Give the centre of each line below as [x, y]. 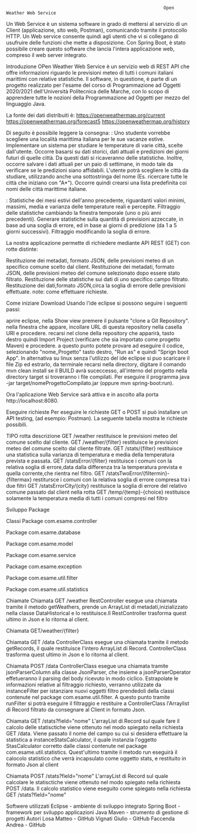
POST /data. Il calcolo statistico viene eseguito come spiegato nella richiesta [98, 788]
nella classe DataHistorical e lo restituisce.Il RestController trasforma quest [96, 613]
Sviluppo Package [28, 510]
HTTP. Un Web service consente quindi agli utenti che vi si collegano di [92, 36]
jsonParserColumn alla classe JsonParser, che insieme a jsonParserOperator [98, 672]
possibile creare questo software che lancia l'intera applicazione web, [90, 49]
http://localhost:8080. [32, 401]
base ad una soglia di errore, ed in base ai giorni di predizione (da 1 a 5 [91, 225]
